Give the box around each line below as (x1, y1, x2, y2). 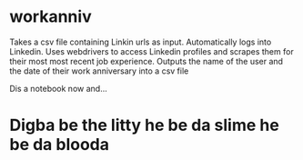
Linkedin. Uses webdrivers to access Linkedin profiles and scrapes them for (9, 45, 294, 56)
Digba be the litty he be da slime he (9, 115, 279, 135)
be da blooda (9, 135, 109, 155)
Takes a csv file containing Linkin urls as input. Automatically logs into (9, 36, 272, 47)
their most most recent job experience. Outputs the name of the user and (9, 55, 284, 66)
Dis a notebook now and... (9, 83, 107, 94)
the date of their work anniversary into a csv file (9, 65, 189, 76)
